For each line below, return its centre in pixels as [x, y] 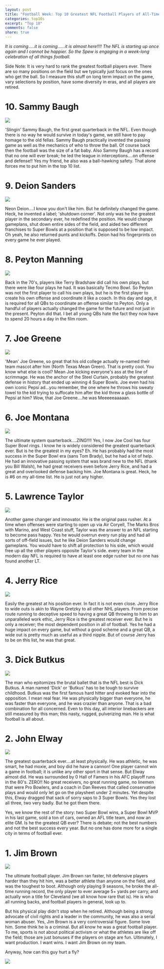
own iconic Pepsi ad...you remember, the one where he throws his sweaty [79, 387]
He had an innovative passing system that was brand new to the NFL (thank [81, 461]
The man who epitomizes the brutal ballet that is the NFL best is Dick [74, 682]
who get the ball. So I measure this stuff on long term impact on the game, [80, 77]
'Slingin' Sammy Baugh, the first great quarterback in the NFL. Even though [81, 129]
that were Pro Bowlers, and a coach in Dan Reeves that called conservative [81, 787]
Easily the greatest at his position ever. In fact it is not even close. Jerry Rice [82, 604]
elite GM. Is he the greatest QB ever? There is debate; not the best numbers [81, 823]
